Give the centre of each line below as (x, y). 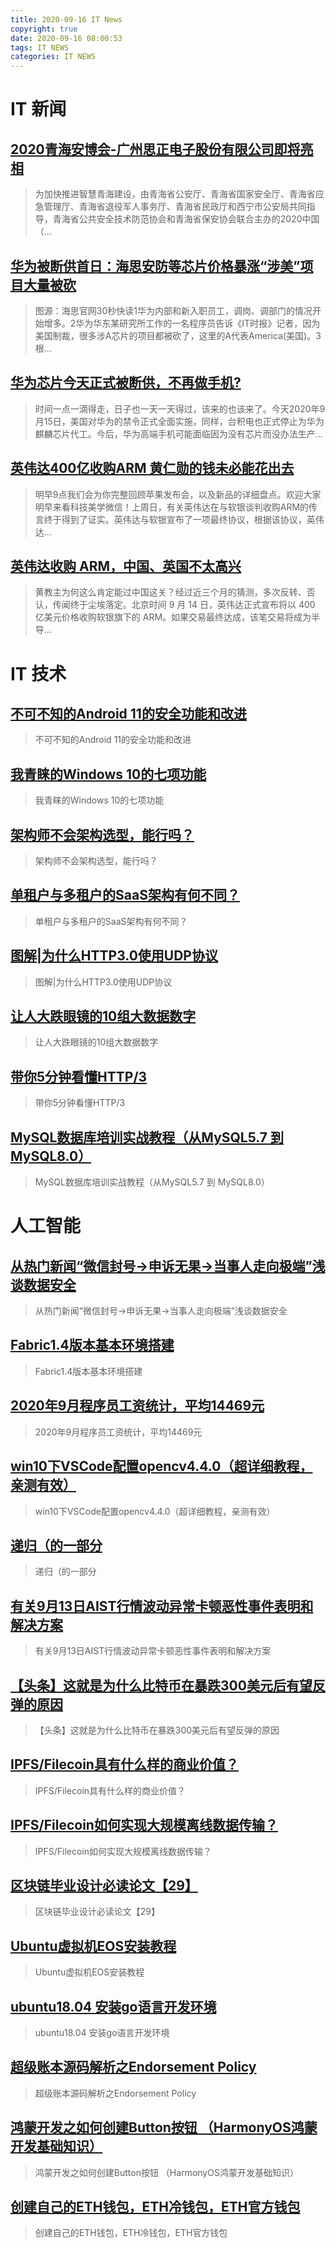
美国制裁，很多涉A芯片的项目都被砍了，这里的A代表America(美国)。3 (178, 335)
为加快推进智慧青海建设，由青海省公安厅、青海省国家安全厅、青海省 (175, 194)
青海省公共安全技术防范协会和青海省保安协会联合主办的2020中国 (186, 219)
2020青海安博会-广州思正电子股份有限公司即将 (155, 149)
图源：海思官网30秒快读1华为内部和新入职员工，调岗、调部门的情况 (173, 310)
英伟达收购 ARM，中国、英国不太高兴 (126, 566)
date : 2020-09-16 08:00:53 (66, 38)
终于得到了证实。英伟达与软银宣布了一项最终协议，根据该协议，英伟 (184, 519)
